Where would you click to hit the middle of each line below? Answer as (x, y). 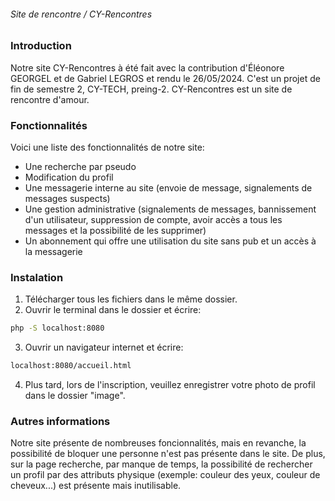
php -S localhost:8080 (57, 328)
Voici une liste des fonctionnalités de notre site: (107, 147)
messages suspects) (67, 198)
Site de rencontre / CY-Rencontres (81, 14)
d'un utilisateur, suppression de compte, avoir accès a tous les (153, 219)
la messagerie (53, 251)
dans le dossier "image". (75, 395)
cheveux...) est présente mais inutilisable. (96, 486)
